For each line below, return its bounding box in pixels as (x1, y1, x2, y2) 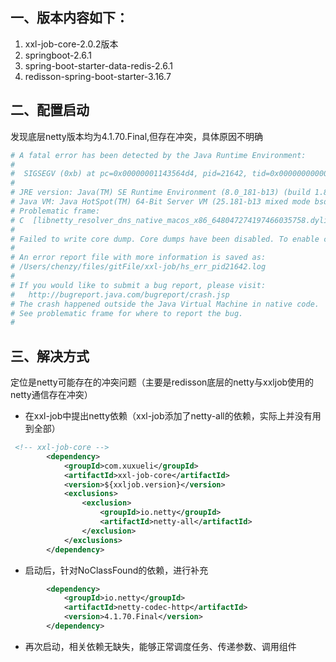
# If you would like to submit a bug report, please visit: (10, 280, 267, 290)
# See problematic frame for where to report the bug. (10, 308, 244, 318)
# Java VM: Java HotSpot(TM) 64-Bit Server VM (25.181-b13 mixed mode (10, 197, 311, 207)
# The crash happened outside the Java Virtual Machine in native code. (10, 299, 320, 309)
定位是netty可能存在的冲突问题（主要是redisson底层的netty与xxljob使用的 (10, 376, 315, 388)
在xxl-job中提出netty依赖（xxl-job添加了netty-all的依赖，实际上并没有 (24, 410, 313, 422)
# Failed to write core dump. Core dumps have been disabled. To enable (10, 234, 320, 244)
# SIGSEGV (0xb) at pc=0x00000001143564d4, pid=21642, (10, 169, 248, 179)
